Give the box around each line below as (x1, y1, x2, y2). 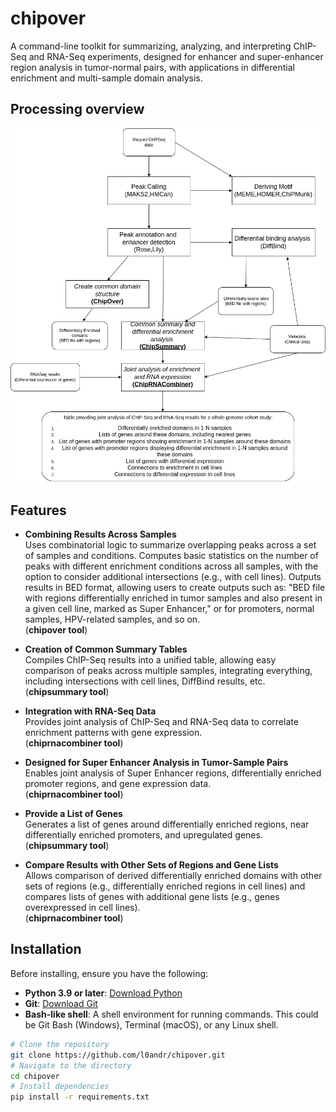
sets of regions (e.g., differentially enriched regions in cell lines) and (24, 880, 306, 892)
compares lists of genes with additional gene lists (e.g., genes (24, 891, 280, 903)
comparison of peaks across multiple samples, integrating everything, (24, 665, 313, 677)
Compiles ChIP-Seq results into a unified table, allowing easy (24, 654, 277, 666)
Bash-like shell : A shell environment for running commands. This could (24, 1008, 319, 1020)
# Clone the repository (10, 1039, 110, 1049)
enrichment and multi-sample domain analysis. (10, 72, 203, 84)
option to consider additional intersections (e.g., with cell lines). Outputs (24, 571, 322, 583)
